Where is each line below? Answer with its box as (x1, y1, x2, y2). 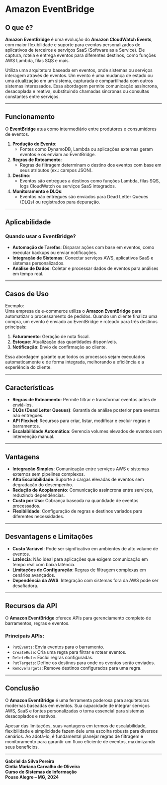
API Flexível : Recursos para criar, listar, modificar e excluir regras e (12, 418, 151, 424)
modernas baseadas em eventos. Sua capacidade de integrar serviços (5, 702, 150, 708)
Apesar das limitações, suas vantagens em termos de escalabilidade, (5, 722, 147, 729)
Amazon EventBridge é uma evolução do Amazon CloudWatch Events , (5, 36, 153, 42)
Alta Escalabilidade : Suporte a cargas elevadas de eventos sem (12, 476, 144, 482)
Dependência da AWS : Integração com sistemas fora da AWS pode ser (12, 577, 159, 583)
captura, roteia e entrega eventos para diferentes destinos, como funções (5, 52, 157, 58)
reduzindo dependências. (12, 492, 65, 498)
